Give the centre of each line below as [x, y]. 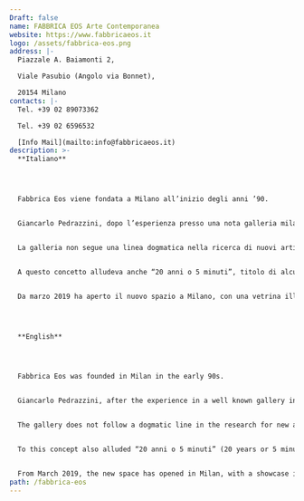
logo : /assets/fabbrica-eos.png [70, 43]
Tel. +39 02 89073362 [58, 110]
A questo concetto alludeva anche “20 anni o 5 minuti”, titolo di [147, 272]
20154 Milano [42, 92]
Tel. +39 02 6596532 [56, 126]
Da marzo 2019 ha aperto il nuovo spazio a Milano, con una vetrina [149, 296]
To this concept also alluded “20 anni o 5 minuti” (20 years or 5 [147, 449]
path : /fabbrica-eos [48, 482]
